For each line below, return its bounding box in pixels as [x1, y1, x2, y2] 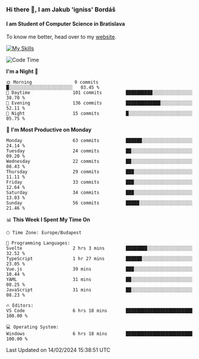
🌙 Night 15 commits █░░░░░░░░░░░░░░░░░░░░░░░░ [6, 111, 193, 116]
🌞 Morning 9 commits [6, 80, 99, 86]
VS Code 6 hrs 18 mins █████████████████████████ [6, 308, 193, 314]
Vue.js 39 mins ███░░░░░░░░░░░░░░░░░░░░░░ [6, 266, 193, 272]
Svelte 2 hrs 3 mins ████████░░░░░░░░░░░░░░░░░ [6, 245, 193, 251]
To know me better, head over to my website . [6, 33, 117, 40]
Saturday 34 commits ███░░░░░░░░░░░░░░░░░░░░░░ [6, 190, 193, 196]
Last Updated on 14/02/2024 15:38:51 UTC [6, 347, 111, 354]
